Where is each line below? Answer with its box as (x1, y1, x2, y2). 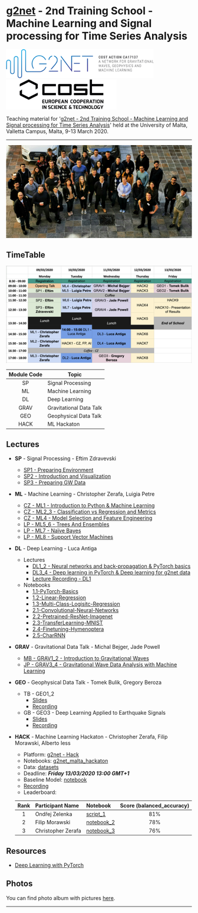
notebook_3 (86, 827, 115, 834)
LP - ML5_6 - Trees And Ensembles (23, 521, 110, 528)
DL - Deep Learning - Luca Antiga (14, 545, 97, 552)
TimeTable (6, 250, 45, 260)
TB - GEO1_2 (23, 690, 55, 697)
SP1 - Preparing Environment (23, 467, 94, 474)
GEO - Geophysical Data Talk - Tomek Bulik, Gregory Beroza (14, 679, 162, 686)
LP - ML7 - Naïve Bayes (23, 527, 81, 534)
